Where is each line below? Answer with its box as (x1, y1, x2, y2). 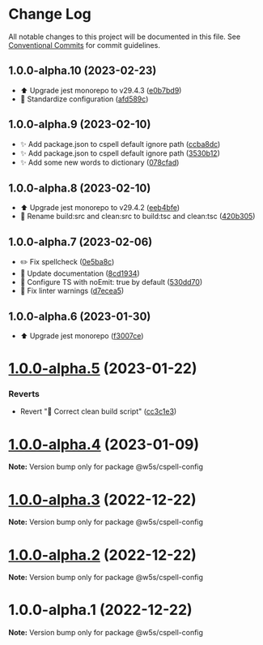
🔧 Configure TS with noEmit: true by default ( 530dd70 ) (19, 277, 203, 287)
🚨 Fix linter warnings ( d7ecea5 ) (19, 286, 125, 296)
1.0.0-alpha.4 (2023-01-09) (8, 435, 200, 454)
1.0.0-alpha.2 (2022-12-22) (8, 545, 197, 564)
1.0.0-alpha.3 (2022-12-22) (8, 490, 197, 509)
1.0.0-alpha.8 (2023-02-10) (8, 181, 151, 195)
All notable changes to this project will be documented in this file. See (8, 32, 241, 41)
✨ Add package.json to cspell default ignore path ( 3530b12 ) (19, 148, 220, 158)
